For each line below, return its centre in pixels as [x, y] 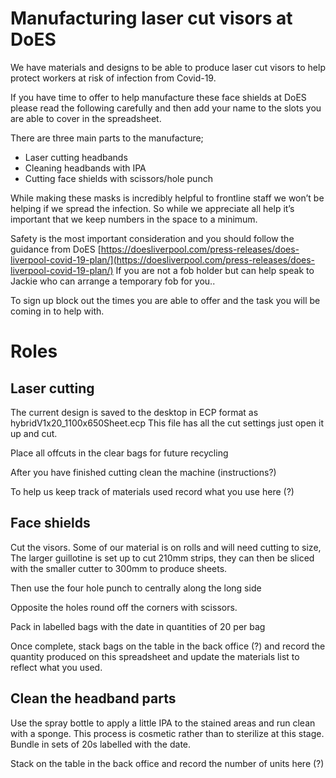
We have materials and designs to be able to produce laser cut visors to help [168, 67]
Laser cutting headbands [76, 157]
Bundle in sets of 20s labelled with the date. [101, 744]
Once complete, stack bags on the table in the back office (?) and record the [168, 646]
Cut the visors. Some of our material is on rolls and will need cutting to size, [166, 547]
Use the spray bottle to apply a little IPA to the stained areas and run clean [163, 723]
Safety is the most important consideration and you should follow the [152, 238]
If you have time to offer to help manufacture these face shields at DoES [158, 97]
